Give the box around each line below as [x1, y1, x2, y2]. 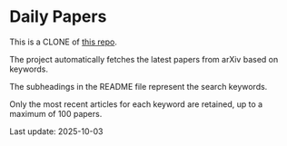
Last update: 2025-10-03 [9, 125, 104, 137]
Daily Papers [9, 6, 107, 27]
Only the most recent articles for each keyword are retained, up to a [9, 98, 263, 110]
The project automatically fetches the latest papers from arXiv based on [9, 54, 279, 64]
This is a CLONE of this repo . [9, 36, 118, 47]
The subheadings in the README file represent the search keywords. [9, 81, 268, 92]
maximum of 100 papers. [9, 108, 103, 119]
